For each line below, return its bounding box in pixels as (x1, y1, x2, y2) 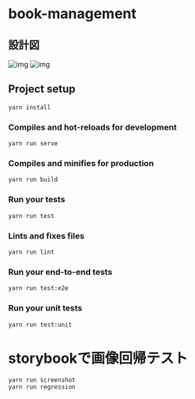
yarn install (8, 104, 51, 111)
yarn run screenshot (8, 376, 77, 384)
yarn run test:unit (8, 321, 73, 329)
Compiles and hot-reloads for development (8, 122, 178, 133)
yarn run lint (8, 248, 55, 256)
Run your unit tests (8, 303, 83, 314)
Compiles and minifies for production (8, 158, 154, 169)
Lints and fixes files (8, 230, 85, 241)
